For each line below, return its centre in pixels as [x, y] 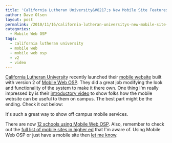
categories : [18, 29]
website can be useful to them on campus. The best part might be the [79, 99]
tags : [11, 39]
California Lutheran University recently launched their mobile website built [83, 77]
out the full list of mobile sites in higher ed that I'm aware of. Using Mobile [83, 130]
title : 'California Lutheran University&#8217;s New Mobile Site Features [87, 10]
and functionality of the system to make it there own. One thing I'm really [82, 88]
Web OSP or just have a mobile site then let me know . [61, 135]
